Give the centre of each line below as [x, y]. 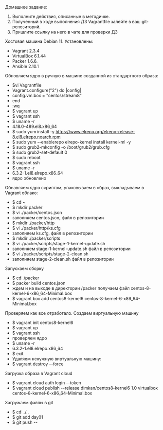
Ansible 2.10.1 [25, 66]
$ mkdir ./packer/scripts [36, 238]
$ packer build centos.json [39, 283]
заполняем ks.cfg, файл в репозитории [53, 233]
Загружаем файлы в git [29, 403]
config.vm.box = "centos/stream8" [47, 95]
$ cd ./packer [26, 278]
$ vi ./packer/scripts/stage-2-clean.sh [50, 254]
